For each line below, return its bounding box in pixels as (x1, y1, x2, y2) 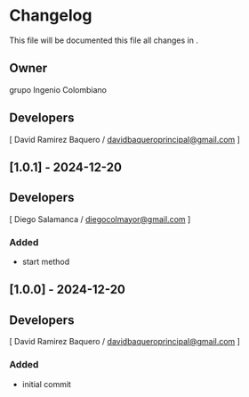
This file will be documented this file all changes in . (9, 35, 198, 45)
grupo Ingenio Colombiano (9, 84, 107, 95)
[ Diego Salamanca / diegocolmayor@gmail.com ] (9, 213, 191, 224)
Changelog (9, 5, 92, 26)
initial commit (21, 378, 71, 389)
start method (21, 256, 69, 268)
